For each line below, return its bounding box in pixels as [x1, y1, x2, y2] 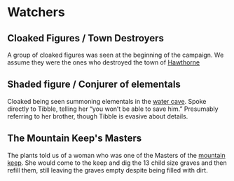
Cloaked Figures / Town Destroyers [7, 32, 165, 44]
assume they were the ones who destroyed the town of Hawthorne [7, 58, 200, 67]
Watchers [7, 4, 65, 20]
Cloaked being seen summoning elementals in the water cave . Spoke [7, 97, 207, 105]
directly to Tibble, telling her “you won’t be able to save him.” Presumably [7, 105, 219, 113]
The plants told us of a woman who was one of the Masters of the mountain [7, 151, 226, 159]
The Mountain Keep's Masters [7, 133, 142, 145]
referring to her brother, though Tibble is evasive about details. [7, 112, 188, 120]
